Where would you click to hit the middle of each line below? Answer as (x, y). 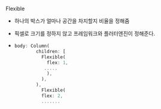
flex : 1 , (57, 63)
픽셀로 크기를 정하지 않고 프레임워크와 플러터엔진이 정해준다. (85, 33)
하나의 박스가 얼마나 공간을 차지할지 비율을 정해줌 (72, 21)
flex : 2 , (52, 96)
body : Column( (32, 46)
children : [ (51, 51)
